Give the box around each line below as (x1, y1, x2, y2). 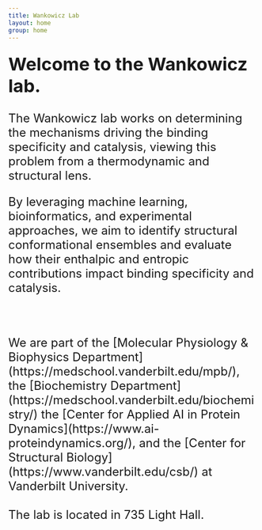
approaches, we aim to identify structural (8, 223, 237, 238)
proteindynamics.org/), (8, 436, 136, 451)
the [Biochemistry (8, 378, 108, 394)
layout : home (8, 19, 51, 27)
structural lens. (8, 168, 93, 184)
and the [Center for (139, 436, 246, 451)
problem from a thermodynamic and (8, 153, 210, 169)
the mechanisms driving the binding (8, 125, 208, 141)
